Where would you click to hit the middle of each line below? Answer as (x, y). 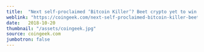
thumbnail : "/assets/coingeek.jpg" (51, 28)
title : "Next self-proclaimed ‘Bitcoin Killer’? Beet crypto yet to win (102, 12)
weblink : (17, 17)
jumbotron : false (28, 39)
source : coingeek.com (34, 34)
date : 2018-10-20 (31, 23)
